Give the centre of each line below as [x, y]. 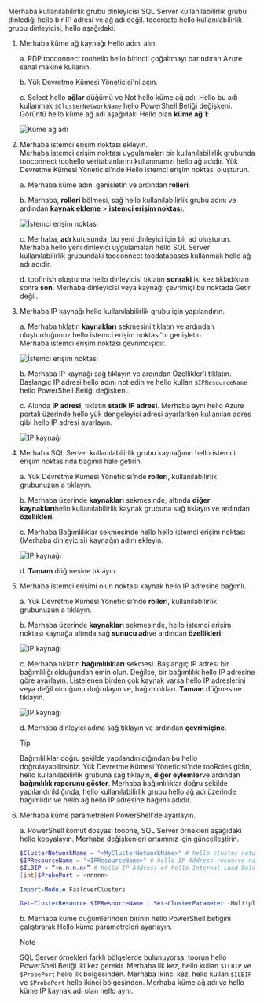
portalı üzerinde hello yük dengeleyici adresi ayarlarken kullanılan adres [135, 414]
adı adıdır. [35, 264]
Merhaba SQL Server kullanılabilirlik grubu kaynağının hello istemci [127, 453]
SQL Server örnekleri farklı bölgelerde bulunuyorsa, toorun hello [123, 957]
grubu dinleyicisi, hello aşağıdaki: [62, 28]
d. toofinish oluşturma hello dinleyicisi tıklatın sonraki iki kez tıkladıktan [134, 279]
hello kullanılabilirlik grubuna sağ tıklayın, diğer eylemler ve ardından [130, 775]
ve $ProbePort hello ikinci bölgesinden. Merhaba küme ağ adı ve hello [132, 983]
